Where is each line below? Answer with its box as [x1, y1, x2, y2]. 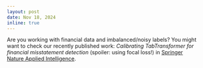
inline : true [7, 20, 40, 26]
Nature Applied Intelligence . [7, 55, 76, 63]
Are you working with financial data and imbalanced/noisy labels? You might [7, 36, 197, 44]
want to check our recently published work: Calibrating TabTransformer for [7, 42, 194, 50]
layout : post [7, 8, 40, 15]
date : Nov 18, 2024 [7, 14, 56, 20]
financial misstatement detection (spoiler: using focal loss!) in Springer [7, 49, 183, 56]
